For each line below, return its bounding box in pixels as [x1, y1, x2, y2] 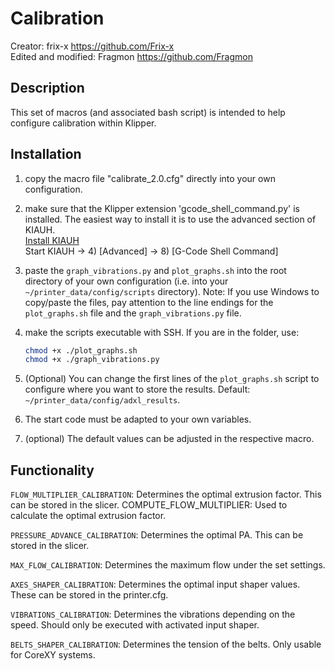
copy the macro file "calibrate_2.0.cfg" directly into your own [24, 172, 276, 184]
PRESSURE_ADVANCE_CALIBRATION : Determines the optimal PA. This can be [10, 529, 304, 541]
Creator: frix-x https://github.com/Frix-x [10, 40, 175, 52]
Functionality [10, 462, 95, 479]
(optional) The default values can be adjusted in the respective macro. [24, 433, 315, 445]
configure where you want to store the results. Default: [24, 383, 251, 396]
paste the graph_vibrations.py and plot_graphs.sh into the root [24, 264, 287, 276]
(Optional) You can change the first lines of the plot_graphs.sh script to [24, 373, 320, 385]
